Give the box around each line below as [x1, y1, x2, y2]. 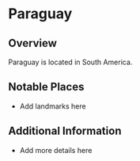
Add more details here [19, 145, 93, 155]
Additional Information [8, 125, 122, 138]
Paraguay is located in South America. [8, 57, 133, 67]
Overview [8, 36, 58, 50]
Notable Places [8, 80, 85, 94]
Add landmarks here [19, 101, 86, 111]
